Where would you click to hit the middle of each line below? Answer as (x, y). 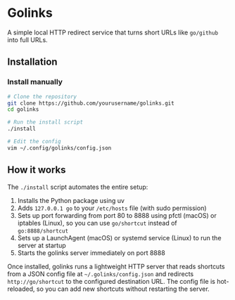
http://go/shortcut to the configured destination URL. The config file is (112, 281)
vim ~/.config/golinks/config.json (59, 148)
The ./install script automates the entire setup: (78, 187)
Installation (32, 62)
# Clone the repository (42, 96)
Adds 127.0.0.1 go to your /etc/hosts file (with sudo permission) (112, 208)
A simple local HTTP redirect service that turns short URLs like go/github (113, 32)
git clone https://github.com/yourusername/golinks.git (91, 103)
